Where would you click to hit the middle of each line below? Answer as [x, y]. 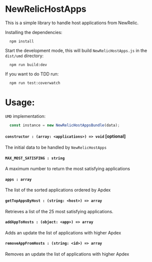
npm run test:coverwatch [35, 83]
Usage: [20, 103]
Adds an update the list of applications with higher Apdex [63, 232]
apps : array [18, 179]
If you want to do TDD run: [32, 74]
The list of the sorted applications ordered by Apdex [58, 190]
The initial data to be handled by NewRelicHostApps [56, 147]
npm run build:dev [29, 65]
